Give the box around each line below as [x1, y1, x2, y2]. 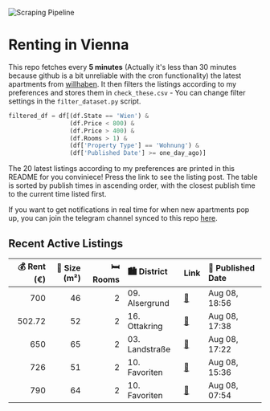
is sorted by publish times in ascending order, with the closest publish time [8, 181, 256, 190]
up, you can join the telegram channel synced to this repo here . [8, 214, 219, 223]
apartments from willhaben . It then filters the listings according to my [8, 79, 237, 88]
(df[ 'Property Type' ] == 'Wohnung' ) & [69, 141, 199, 150]
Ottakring [127, 321, 163, 332]
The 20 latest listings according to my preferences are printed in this [8, 164, 235, 173]
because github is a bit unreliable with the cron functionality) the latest [8, 71, 242, 80]
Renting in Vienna [8, 36, 129, 54]
